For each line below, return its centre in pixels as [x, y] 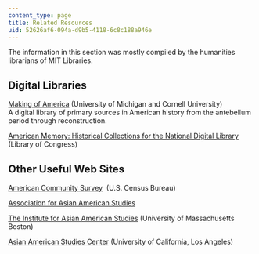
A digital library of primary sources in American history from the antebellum [130, 112]
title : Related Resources [50, 23]
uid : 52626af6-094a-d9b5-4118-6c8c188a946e [80, 30]
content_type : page [40, 15]
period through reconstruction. [58, 121]
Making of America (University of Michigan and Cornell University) [115, 104]
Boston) [21, 227]
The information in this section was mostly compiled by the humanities [122, 53]
